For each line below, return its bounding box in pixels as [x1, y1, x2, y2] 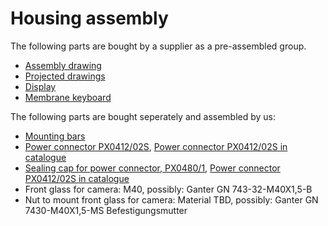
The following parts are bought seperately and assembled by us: [10, 110, 277, 122]
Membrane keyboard [24, 91, 112, 103]
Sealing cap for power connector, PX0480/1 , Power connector [24, 162, 281, 174]
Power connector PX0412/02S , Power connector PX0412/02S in [24, 140, 288, 152]
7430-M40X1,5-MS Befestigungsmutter [24, 204, 188, 216]
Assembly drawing [24, 59, 102, 71]
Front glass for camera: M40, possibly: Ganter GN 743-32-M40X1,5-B [24, 183, 313, 195]
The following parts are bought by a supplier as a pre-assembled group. [10, 40, 307, 52]
